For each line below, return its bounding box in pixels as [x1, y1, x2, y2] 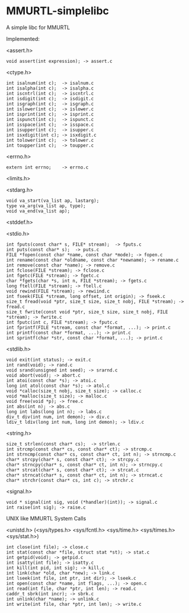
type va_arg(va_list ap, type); [6, 203, 86, 209]
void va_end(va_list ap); [6, 208, 70, 214]
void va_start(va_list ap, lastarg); [6, 198, 100, 204]
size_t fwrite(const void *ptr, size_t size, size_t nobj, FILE [6, 309, 168, 315]
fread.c [6, 304, 25, 310]
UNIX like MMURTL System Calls [6, 514, 87, 522]
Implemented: [6, 35, 40, 42]
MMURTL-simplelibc [6, 4, 110, 18]
